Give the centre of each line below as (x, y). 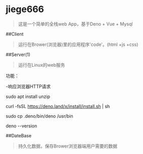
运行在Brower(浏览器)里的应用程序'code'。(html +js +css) (78, 44)
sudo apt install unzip (28, 96)
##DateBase (19, 135)
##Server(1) (18, 55)
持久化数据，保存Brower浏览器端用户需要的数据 (68, 146)
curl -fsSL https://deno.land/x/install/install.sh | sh (58, 106)
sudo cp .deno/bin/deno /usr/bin (39, 116)
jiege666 (25, 9)
